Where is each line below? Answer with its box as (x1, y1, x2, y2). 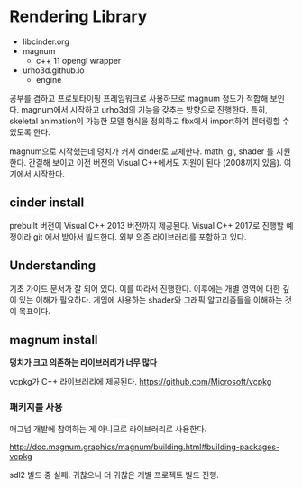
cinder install (9, 195, 85, 211)
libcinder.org (22, 36, 69, 47)
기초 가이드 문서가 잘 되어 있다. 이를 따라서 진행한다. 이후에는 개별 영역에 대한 (9, 283, 281, 294)
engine (35, 74, 62, 85)
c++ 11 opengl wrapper (35, 55, 122, 66)
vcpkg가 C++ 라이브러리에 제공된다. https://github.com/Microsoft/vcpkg (9, 376, 272, 387)
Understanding (9, 258, 96, 274)
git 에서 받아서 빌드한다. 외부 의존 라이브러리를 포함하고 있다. (32, 231, 247, 242)
